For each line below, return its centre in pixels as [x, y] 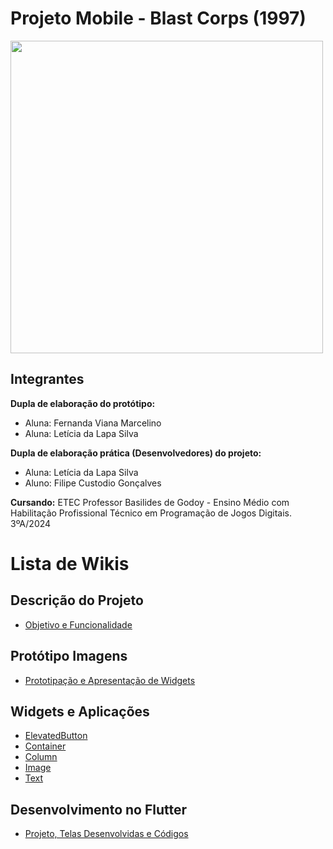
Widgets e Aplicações [80, 711]
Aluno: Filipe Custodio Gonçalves [93, 483]
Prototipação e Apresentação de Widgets [110, 680]
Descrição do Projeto [77, 600]
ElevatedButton [56, 736]
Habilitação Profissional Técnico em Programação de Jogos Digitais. [151, 513]
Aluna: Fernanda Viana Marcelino [93, 423]
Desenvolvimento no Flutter [99, 809]
